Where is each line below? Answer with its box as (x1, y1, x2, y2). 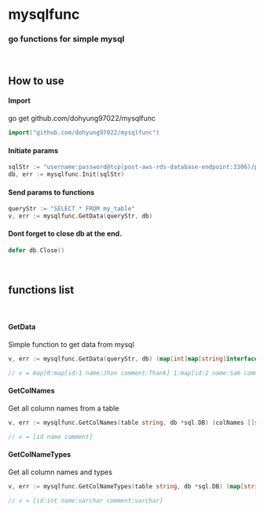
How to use (8, 74, 64, 87)
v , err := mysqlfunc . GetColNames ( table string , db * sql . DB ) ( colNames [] (8, 419, 255, 426)
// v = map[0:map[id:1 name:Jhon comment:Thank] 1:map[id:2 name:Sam (8, 369, 241, 377)
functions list (8, 283, 75, 297)
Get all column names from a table (8, 403, 119, 413)
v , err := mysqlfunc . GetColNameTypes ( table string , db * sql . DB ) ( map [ (8, 482, 244, 490)
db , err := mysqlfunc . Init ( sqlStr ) (8, 170, 125, 178)
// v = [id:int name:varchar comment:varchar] (8, 496, 163, 504)
